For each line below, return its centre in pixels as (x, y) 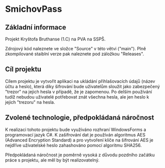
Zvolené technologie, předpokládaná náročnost (80, 118)
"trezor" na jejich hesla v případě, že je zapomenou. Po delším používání (79, 92)
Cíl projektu (23, 69)
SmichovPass (34, 9)
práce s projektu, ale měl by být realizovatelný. (52, 160)
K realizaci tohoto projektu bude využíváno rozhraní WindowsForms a (76, 130)
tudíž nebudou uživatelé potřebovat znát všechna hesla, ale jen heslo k (77, 97)
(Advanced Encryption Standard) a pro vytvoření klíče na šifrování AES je (79, 140)
